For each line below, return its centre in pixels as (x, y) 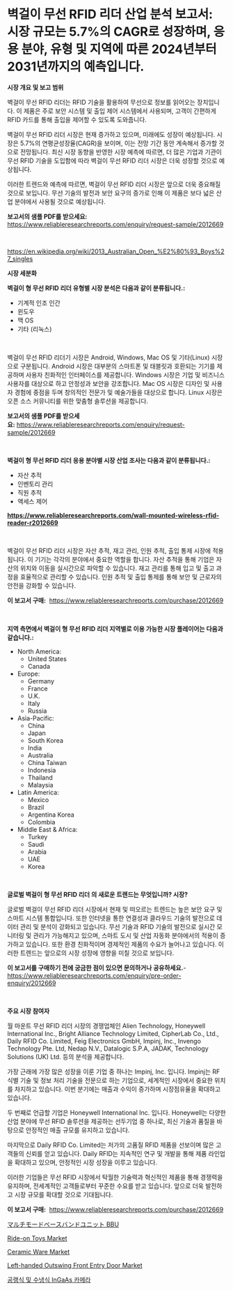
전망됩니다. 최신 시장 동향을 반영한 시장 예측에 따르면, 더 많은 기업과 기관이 (121, 151)
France (38, 688)
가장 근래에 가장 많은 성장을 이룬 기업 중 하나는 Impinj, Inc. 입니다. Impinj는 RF (114, 1072)
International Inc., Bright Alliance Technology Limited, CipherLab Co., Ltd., (113, 1033)
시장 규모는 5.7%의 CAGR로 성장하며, (109, 32)
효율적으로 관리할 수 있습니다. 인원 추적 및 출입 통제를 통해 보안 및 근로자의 (121, 577)
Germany (41, 681)
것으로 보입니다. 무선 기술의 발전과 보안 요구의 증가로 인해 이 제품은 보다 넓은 (111, 193)
